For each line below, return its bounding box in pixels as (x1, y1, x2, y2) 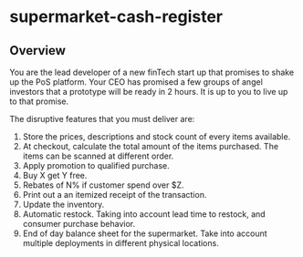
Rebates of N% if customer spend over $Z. (22, 180, 184, 190)
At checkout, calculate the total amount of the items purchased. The (22, 141, 279, 151)
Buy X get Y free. (22, 170, 88, 180)
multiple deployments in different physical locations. (22, 238, 219, 248)
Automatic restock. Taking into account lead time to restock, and (22, 209, 266, 220)
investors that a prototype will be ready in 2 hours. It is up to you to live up (9, 87, 288, 97)
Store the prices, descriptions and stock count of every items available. (22, 131, 291, 142)
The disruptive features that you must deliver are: (9, 114, 195, 124)
